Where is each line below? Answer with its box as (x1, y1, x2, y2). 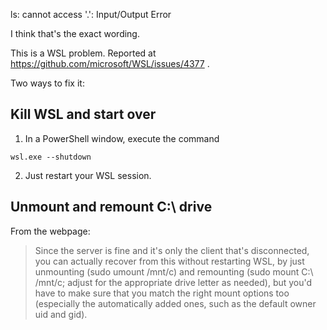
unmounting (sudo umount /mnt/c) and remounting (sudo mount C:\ (34, 265, 314, 278)
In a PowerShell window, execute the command (24, 132, 220, 144)
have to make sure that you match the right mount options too (34, 287, 290, 299)
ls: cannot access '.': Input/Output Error (10, 9, 172, 20)
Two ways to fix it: (10, 77, 85, 89)
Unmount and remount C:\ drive (10, 199, 213, 216)
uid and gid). (34, 308, 88, 320)
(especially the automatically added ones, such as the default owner (34, 297, 317, 309)
